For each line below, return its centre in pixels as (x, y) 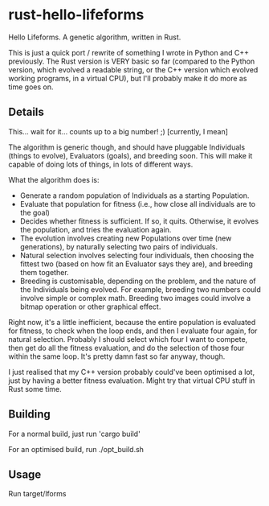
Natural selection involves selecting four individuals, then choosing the (137, 255)
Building (29, 415)
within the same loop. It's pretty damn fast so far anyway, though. (117, 356)
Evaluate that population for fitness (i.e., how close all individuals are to (138, 204)
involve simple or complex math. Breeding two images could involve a (135, 298)
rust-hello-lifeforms (76, 15)
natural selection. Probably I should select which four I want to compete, (128, 339)
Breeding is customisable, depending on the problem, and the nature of (138, 281)
